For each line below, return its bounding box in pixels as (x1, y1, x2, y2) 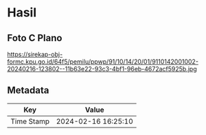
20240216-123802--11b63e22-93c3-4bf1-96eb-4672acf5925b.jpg (7, 65, 197, 73)
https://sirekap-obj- (7, 50, 63, 58)
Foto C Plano (7, 32, 62, 44)
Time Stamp (10, 116, 50, 126)
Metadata (7, 84, 49, 97)
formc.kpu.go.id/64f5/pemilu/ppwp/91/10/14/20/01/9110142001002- (7, 58, 199, 66)
